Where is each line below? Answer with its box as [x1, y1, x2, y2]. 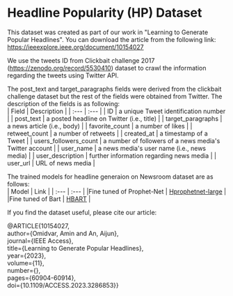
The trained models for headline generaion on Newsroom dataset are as [7, 172, 214, 181]
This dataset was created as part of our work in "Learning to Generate [7, 28, 209, 36]
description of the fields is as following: [7, 99, 120, 108]
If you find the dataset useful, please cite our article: [7, 208, 157, 216]
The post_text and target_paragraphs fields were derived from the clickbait [7, 84, 222, 93]
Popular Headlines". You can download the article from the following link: [7, 35, 216, 43]
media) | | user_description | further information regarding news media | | [7, 151, 217, 160]
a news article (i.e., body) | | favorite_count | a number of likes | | [7, 121, 193, 130]
